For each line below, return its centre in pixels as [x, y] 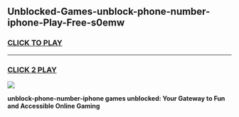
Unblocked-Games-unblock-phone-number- [109, 12]
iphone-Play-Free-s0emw [66, 23]
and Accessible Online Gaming [54, 106]
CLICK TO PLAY [35, 43]
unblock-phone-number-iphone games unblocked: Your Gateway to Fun [116, 98]
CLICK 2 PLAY [32, 69]
